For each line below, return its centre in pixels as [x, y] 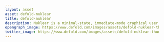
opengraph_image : [23, 28]
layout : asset [20, 9]
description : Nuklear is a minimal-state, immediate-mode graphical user [82, 23]
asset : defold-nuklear [28, 14]
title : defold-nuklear [28, 18]
